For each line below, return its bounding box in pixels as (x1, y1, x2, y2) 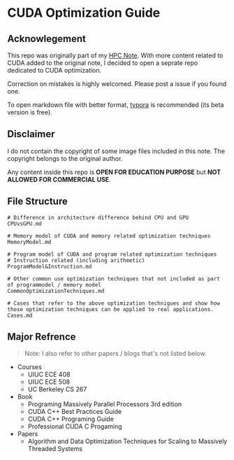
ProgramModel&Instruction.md (7, 263, 92, 270)
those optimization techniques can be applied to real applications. (7, 306, 214, 312)
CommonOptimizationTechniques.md (7, 287, 105, 294)
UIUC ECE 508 (27, 378, 71, 386)
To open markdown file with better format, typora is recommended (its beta (7, 101, 224, 109)
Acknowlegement (7, 33, 86, 45)
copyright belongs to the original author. (7, 154, 123, 162)
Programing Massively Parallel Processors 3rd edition (27, 400, 182, 408)
